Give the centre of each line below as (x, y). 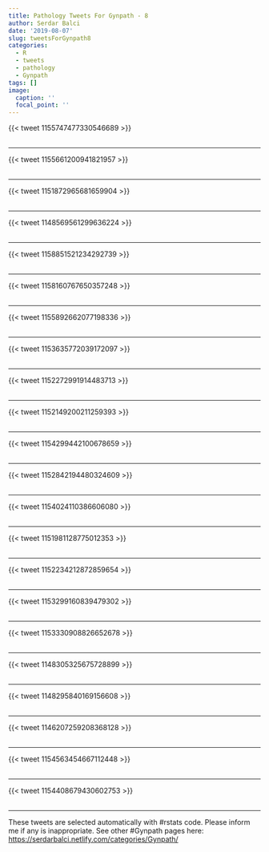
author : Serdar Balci (44, 23)
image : (19, 90)
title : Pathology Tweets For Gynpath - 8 (78, 16)
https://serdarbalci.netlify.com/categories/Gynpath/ (93, 839)
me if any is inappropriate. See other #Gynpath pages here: (106, 831)
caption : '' (36, 98)
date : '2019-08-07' (41, 30)
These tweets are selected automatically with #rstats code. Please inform (129, 822)
